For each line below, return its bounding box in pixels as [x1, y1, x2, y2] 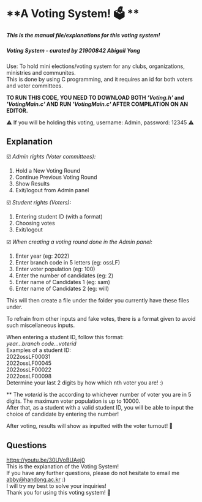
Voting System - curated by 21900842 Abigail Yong [6, 47, 141, 54]
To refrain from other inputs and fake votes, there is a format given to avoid [6, 315, 196, 323]
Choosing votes [15, 220, 55, 227]
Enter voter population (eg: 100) [15, 266, 95, 273]
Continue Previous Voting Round [15, 174, 97, 181]
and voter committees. [6, 82, 63, 89]
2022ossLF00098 [6, 373, 52, 380]
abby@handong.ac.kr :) [6, 476, 66, 483]
